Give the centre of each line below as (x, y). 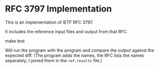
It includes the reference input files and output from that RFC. (66, 31)
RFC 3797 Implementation (58, 9)
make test (15, 41)
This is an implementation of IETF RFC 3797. (49, 22)
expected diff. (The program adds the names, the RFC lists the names (75, 55)
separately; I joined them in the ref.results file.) (53, 60)
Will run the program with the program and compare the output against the (80, 50)
